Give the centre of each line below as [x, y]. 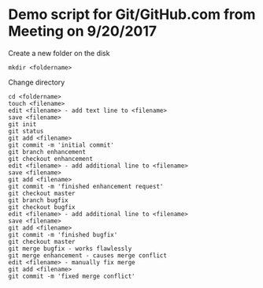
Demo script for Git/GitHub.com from [132, 15]
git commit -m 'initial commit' [61, 145]
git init [22, 124]
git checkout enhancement [50, 159]
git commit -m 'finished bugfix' [63, 234]
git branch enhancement [47, 151]
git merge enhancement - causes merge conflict [88, 255]
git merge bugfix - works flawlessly [70, 249]
